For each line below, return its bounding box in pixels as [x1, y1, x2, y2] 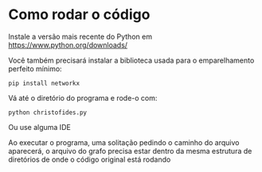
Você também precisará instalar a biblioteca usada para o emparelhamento [8, 55, 255, 65]
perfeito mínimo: [8, 63, 62, 73]
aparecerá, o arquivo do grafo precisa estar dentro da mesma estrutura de [8, 146, 252, 155]
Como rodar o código [8, 6, 151, 24]
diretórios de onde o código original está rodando [8, 155, 171, 164]
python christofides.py [8, 109, 88, 117]
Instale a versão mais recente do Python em [8, 32, 153, 41]
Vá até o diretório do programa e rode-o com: [8, 93, 158, 102]
